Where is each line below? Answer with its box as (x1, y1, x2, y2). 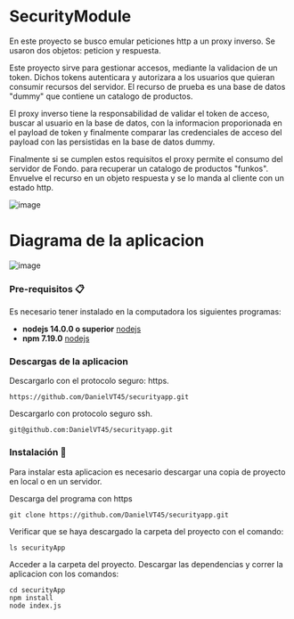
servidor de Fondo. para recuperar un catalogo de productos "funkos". (9, 163, 269, 174)
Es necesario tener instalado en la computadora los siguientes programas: (9, 306, 282, 317)
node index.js (9, 601, 62, 610)
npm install (9, 593, 53, 602)
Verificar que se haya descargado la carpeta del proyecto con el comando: (9, 525, 284, 536)
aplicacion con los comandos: (9, 568, 119, 579)
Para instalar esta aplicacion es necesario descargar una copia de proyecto (9, 466, 286, 477)
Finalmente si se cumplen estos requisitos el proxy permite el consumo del (9, 153, 283, 164)
